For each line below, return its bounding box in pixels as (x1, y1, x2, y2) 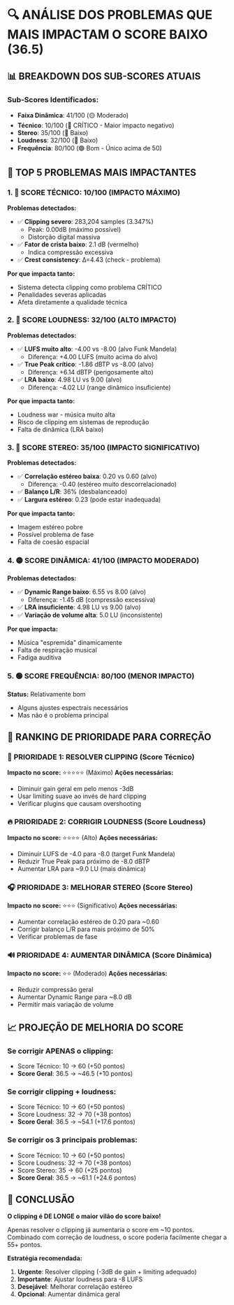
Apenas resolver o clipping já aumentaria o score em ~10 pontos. (7, 1226, 194, 1234)
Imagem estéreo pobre (17, 523, 84, 531)
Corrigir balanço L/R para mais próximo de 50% (17, 925, 155, 933)
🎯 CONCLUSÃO (7, 1194, 75, 1206)
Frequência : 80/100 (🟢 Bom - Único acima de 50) (17, 144, 162, 152)
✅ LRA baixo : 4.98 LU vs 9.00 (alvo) (17, 375, 122, 384)
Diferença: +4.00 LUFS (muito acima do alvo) (27, 352, 159, 361)
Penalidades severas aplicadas (17, 290, 107, 299)
